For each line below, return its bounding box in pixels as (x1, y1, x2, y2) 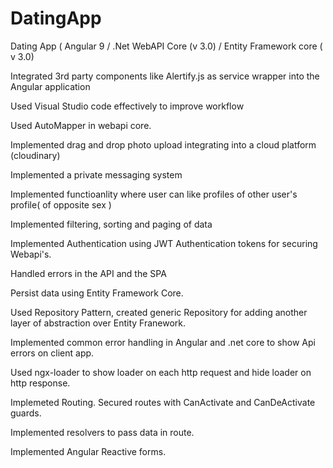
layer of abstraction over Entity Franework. (10, 317, 187, 329)
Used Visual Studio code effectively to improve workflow (10, 100, 245, 112)
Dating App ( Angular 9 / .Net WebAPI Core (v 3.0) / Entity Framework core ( (10, 40, 323, 52)
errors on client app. (10, 347, 95, 359)
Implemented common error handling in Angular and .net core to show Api (10, 336, 316, 348)
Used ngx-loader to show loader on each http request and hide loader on (10, 366, 312, 378)
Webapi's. (10, 248, 52, 260)
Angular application (10, 80, 91, 92)
